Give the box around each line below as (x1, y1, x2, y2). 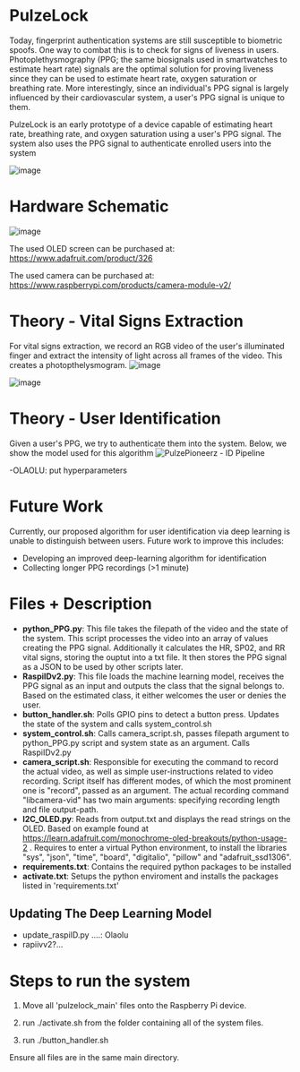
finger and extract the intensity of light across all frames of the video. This (9, 350, 283, 361)
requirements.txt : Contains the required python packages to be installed (21, 861, 292, 871)
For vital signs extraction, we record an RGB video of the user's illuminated (9, 340, 285, 351)
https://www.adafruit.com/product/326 (9, 253, 153, 263)
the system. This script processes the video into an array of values (21, 632, 269, 643)
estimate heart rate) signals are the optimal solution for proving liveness (9, 64, 274, 74)
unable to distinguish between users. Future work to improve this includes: (9, 535, 285, 546)
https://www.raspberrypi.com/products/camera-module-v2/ (9, 279, 231, 290)
